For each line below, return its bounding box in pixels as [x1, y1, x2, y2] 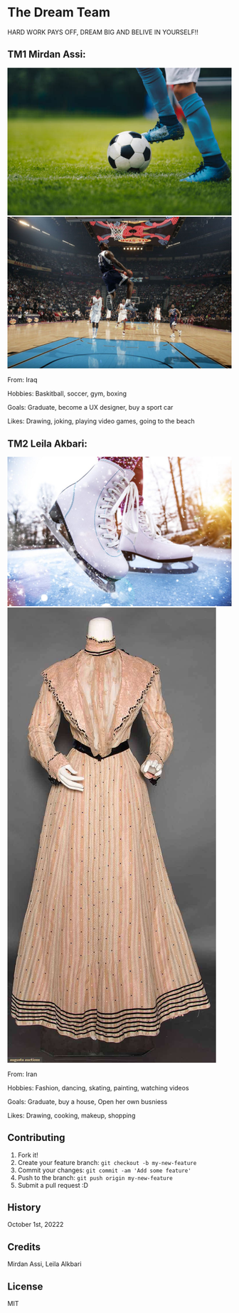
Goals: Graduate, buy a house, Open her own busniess [7, 1097, 168, 1106]
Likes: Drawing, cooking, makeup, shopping [7, 1111, 136, 1120]
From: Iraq [7, 376, 38, 384]
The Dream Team [7, 4, 111, 21]
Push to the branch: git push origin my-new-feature [17, 1173, 173, 1181]
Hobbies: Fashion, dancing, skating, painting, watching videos [7, 1083, 190, 1092]
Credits [7, 1240, 41, 1253]
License [7, 1280, 43, 1292]
